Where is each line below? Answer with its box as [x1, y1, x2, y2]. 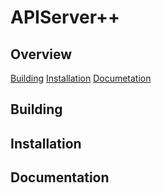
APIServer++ [10, 6, 121, 29]
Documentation [10, 169, 110, 186]
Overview [10, 46, 73, 63]
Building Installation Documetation [10, 72, 152, 84]
